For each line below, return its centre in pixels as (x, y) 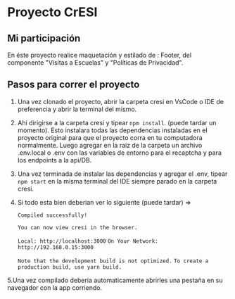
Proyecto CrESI (52, 12)
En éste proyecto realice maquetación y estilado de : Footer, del (100, 55)
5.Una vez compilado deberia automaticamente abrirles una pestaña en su (115, 280)
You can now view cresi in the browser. (77, 227)
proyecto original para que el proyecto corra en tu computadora (110, 137)
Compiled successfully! (52, 215)
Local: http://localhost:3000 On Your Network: (88, 241)
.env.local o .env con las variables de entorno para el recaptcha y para (119, 153)
